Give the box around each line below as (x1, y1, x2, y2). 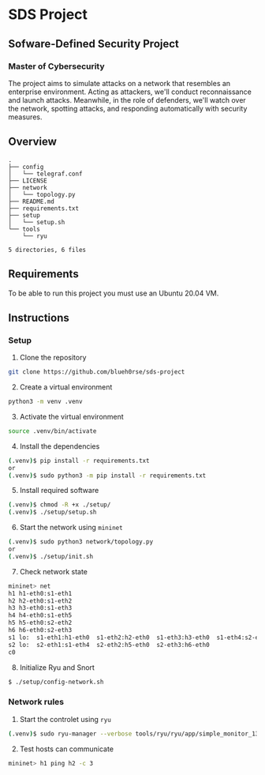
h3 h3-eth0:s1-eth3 (8, 604, 73, 612)
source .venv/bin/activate (8, 427, 97, 435)
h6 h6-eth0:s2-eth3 (8, 626, 73, 634)
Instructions (8, 310, 69, 325)
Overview (8, 135, 58, 149)
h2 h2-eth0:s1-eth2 (8, 596, 73, 605)
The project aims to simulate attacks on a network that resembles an (8, 78, 231, 88)
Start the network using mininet (19, 523, 124, 532)
